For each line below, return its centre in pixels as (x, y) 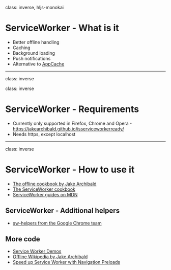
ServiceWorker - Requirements (72, 109)
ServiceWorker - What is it (62, 28)
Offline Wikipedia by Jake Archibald (50, 257)
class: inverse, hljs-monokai (35, 7)
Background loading (34, 53)
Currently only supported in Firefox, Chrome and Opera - (72, 123)
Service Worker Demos (37, 251)
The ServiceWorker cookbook (44, 189)
